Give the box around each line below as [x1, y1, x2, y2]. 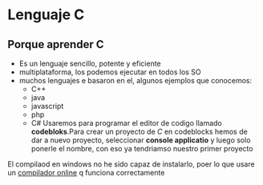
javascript [30, 102, 64, 111]
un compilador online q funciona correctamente [7, 168, 165, 177]
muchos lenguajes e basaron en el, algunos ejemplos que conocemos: [18, 76, 253, 85]
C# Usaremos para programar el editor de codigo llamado [30, 119, 222, 127]
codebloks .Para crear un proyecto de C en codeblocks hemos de [30, 127, 248, 136]
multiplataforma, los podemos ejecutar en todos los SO [18, 67, 201, 77]
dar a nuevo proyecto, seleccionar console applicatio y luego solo [30, 135, 251, 145]
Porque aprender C [7, 38, 105, 51]
